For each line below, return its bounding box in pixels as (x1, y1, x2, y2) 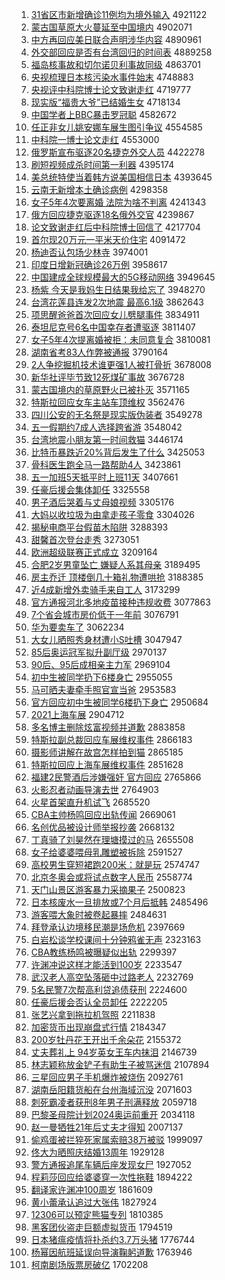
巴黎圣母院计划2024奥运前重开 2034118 (30, 1109, 196, 1120)
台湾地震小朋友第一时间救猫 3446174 (30, 434, 184, 445)
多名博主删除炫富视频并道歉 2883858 (30, 721, 186, 733)
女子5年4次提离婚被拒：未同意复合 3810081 (30, 334, 211, 345)
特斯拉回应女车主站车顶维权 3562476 (30, 396, 186, 408)
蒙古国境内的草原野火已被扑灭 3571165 (30, 384, 190, 395)
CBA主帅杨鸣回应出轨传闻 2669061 (30, 809, 176, 820)
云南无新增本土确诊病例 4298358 (30, 184, 169, 195)
